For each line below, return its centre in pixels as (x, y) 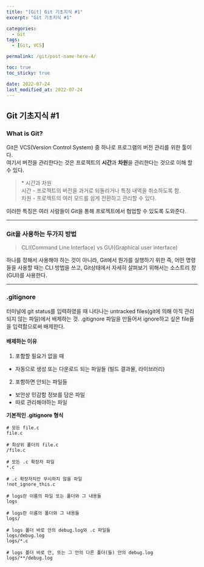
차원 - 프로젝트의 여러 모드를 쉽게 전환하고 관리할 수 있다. (89, 199)
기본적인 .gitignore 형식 (35, 415)
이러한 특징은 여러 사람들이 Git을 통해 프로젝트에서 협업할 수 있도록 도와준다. (96, 211)
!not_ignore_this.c (31, 484)
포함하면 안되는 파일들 (41, 382)
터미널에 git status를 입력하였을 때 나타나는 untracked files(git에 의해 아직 (95, 311)
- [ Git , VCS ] (28, 46)
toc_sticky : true (28, 73)
